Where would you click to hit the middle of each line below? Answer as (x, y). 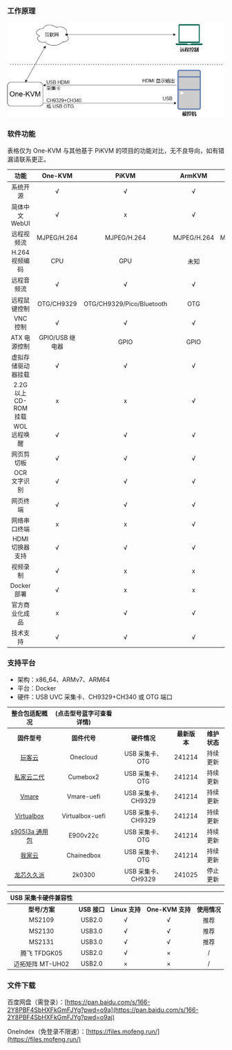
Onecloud (84, 757)
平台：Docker (37, 688)
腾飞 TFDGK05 (41, 953)
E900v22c (84, 835)
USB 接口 (91, 909)
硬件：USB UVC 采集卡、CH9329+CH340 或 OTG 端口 (95, 697)
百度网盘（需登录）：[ (37, 1002)
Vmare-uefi (84, 796)
